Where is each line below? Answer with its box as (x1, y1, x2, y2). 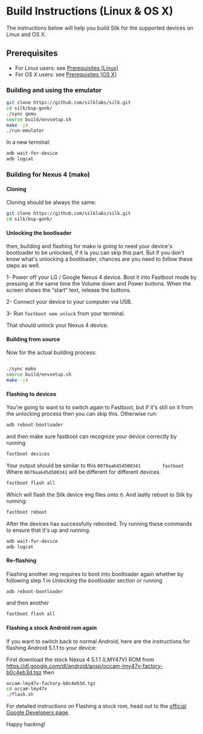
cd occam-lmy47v (6, 686, 47, 692)
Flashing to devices (6, 390, 56, 398)
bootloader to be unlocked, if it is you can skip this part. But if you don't (6, 249, 184, 257)
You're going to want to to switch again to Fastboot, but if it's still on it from (6, 404, 193, 411)
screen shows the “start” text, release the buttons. (6, 286, 132, 294)
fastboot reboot (6, 509, 47, 515)
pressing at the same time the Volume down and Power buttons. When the (6, 280, 192, 287)
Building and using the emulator (6, 86, 102, 94)
